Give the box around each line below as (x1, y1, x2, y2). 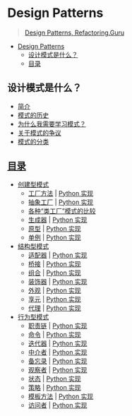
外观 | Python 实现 (28, 286, 81, 295)
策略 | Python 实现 (28, 383, 81, 391)
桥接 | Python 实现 (28, 259, 81, 268)
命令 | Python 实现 (28, 330, 81, 338)
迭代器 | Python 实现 (28, 339, 88, 347)
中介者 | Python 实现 (28, 347, 88, 356)
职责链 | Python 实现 (28, 321, 88, 330)
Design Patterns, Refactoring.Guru (24, 28, 125, 37)
